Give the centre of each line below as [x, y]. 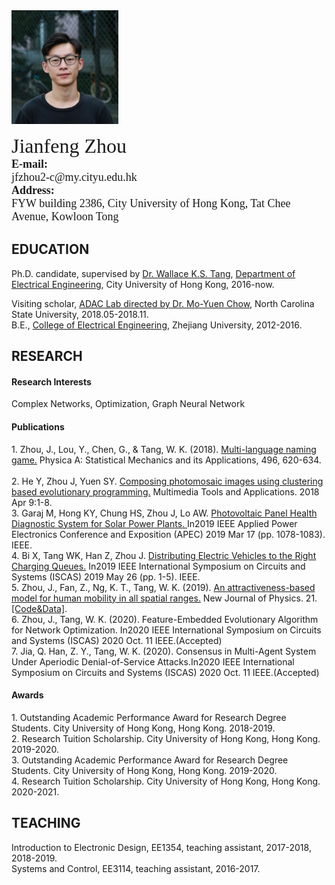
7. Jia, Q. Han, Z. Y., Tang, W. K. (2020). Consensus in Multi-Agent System [164, 651]
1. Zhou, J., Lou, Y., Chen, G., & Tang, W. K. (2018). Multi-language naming [164, 449]
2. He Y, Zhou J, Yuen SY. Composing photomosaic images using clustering [167, 481]
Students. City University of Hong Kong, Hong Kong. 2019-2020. [144, 770]
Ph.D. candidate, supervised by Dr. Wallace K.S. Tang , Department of [153, 273]
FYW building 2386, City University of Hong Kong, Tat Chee [151, 203]
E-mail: [29, 164]
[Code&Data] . [39, 608]
